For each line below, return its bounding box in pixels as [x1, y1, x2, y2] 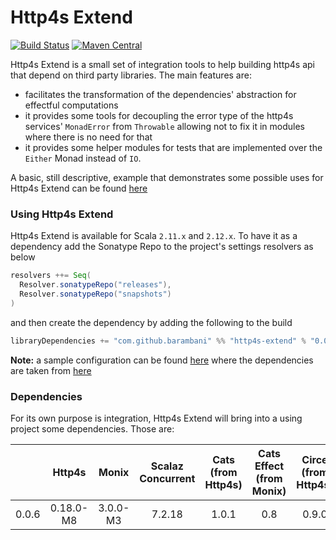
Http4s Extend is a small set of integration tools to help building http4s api [10, 58, 315, 70]
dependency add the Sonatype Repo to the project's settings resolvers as [10, 241, 314, 253]
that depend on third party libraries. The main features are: [10, 69, 252, 81]
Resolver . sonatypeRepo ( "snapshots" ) [19, 289, 172, 299]
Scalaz [150, 459, 184, 473]
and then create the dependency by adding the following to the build [10, 316, 293, 328]
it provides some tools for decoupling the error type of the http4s [24, 109, 294, 121]
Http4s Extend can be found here [10, 182, 148, 194]
